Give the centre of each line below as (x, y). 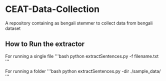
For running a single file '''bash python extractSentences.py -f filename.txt (82, 56)
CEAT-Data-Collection (52, 9)
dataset (13, 28)
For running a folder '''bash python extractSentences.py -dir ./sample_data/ (83, 71)
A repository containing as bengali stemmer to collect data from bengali (79, 23)
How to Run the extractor (45, 44)
